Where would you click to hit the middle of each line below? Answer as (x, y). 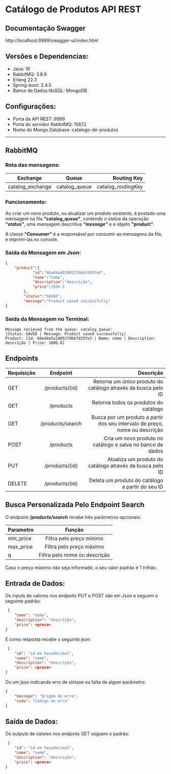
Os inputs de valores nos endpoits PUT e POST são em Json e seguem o (82, 596)
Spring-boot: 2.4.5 (32, 85)
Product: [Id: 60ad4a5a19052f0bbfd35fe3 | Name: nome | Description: (81, 338)
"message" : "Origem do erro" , (47, 696)
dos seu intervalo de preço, (131, 423)
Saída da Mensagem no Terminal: (47, 319)
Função (75, 530)
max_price (20, 546)
